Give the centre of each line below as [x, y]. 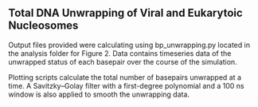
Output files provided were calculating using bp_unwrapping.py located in [129, 45]
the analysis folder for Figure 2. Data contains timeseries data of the [120, 53]
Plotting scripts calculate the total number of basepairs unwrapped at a [125, 77]
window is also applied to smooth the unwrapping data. [99, 94]
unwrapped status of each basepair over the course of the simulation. [123, 61]
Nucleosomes [43, 26]
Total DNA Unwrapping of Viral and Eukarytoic [125, 13]
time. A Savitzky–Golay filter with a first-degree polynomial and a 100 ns [126, 85]
